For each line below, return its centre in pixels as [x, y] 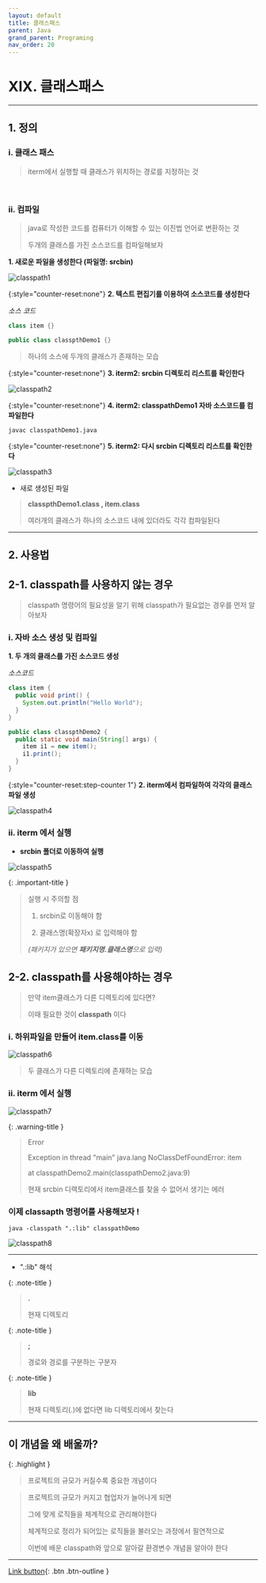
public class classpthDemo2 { [58, 732]
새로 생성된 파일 [44, 488]
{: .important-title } [38, 883]
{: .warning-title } [36, 1126]
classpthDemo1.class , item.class [84, 503]
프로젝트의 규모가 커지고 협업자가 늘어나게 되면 [99, 1497]
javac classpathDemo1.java [53, 430]
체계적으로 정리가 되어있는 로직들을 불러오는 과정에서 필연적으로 [126, 1531]
